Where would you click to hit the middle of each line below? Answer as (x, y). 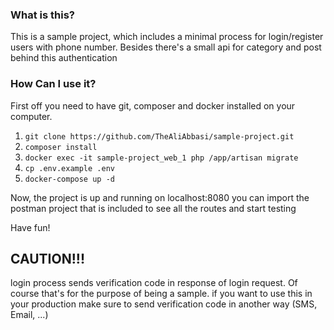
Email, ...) (29, 315)
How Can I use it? (53, 84)
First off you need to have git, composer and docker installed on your (153, 105)
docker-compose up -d (69, 179)
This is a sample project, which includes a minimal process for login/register (167, 37)
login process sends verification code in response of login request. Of (154, 283)
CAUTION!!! (47, 258)
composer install (61, 147)
